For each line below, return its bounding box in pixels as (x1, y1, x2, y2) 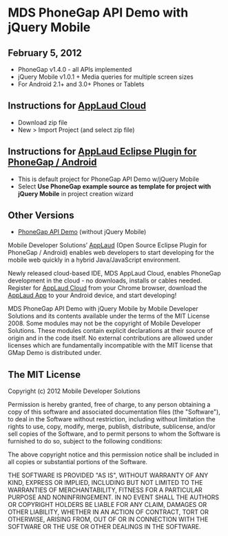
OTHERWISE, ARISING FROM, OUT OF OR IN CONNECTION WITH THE (8, 515, 209, 524)
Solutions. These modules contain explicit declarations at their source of (8, 327, 213, 335)
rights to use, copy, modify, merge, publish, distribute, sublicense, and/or (8, 423, 216, 431)
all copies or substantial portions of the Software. (8, 458, 147, 466)
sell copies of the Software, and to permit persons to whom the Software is (8, 430, 221, 438)
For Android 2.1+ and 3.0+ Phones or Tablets (17, 80, 145, 88)
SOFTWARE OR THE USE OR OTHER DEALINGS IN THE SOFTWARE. (8, 523, 201, 531)
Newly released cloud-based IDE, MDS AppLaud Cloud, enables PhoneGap (8, 269, 221, 278)
